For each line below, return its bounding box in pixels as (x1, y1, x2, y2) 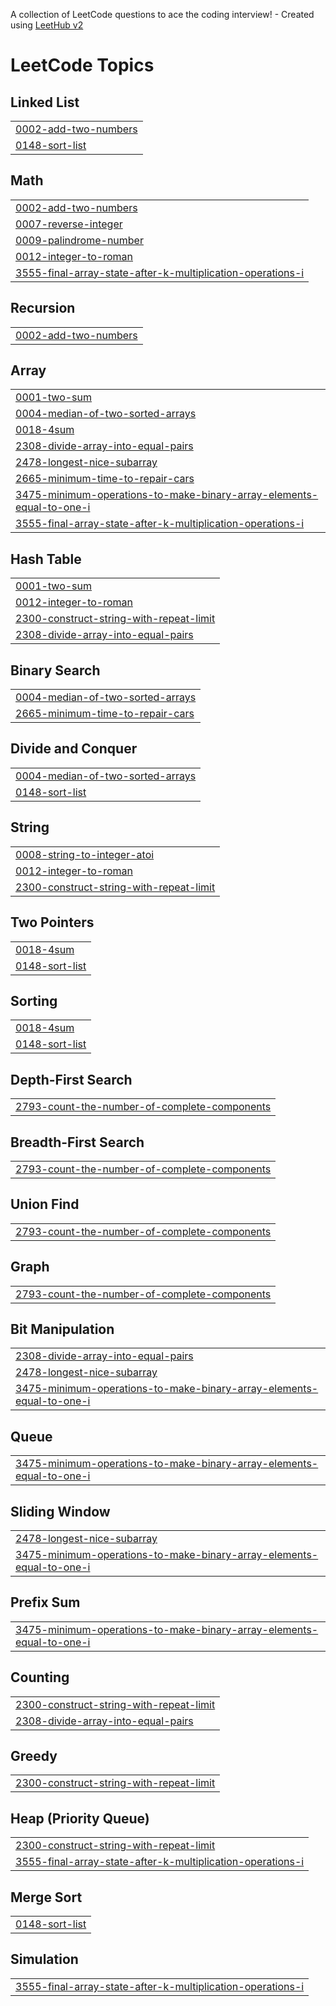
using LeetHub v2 (10, 19, 84, 31)
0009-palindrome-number (15, 233, 144, 247)
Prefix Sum (10, 1594, 81, 1611)
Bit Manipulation (10, 1320, 115, 1338)
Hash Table (10, 550, 82, 568)
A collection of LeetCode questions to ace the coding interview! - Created (10, 9, 315, 20)
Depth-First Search (10, 1071, 133, 1088)
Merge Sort (10, 1889, 83, 1906)
